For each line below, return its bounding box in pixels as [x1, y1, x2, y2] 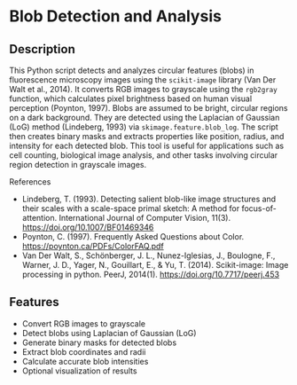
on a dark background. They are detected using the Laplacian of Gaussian [9, 113, 280, 122]
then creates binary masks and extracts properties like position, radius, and [9, 131, 285, 141]
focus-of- [241, 203, 277, 214]
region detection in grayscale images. [9, 160, 147, 169]
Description [9, 42, 75, 57]
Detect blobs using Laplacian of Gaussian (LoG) [21, 327, 197, 338]
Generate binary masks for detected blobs [21, 337, 177, 348]
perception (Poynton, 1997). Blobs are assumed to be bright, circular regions [9, 103, 288, 113]
